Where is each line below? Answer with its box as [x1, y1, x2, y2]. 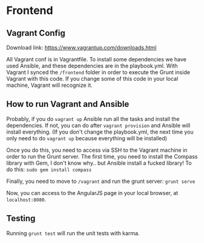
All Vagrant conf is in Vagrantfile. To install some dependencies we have [6, 56, 187, 63]
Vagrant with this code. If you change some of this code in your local [6, 75, 178, 82]
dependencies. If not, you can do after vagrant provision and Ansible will [6, 122, 191, 129]
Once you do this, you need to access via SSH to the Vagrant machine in [6, 146, 188, 154]
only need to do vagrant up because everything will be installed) [6, 134, 168, 142]
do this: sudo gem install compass [6, 165, 92, 173]
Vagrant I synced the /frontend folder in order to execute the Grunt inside [6, 69, 190, 76]
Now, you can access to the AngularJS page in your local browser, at [6, 189, 178, 196]
